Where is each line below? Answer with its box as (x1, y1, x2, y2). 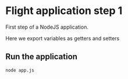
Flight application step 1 (5, 4, 123, 18)
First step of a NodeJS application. (5, 23, 88, 30)
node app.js (5, 67, 34, 73)
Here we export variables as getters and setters (5, 35, 120, 42)
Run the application (5, 51, 78, 62)
